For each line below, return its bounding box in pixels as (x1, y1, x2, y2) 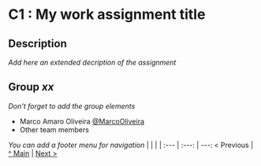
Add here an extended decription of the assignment (8, 57, 177, 67)
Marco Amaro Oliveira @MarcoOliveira (19, 116, 144, 126)
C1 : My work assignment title (8, 6, 206, 24)
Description (8, 37, 67, 50)
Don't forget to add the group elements (8, 101, 136, 111)
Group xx (8, 80, 54, 94)
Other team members (19, 124, 89, 135)
